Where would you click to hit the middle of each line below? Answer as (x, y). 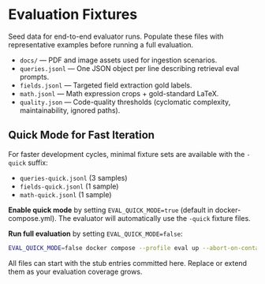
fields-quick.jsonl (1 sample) (69, 186)
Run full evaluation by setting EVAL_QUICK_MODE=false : (95, 234)
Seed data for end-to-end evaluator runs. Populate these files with (116, 36)
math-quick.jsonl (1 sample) (65, 194)
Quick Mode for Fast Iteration (82, 135)
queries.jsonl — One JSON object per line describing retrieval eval (129, 68)
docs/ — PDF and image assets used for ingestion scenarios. (118, 60)
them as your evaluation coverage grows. (75, 271)
